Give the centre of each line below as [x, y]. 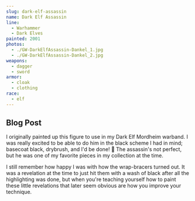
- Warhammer [26, 28]
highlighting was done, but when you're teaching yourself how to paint [91, 179]
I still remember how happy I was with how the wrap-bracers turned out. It [96, 167]
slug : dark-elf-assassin [36, 11]
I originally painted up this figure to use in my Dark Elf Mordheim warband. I [97, 137]
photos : [16, 45]
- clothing [25, 88]
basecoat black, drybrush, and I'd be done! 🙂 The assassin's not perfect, [94, 149]
